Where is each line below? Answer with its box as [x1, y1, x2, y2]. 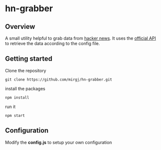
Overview [5, 22, 36, 31]
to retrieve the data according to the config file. [5, 41, 100, 46]
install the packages [5, 86, 45, 91]
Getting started [5, 55, 53, 63]
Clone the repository [5, 67, 46, 73]
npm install [5, 95, 29, 100]
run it [5, 104, 16, 109]
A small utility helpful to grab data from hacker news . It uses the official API [5, 35, 156, 41]
